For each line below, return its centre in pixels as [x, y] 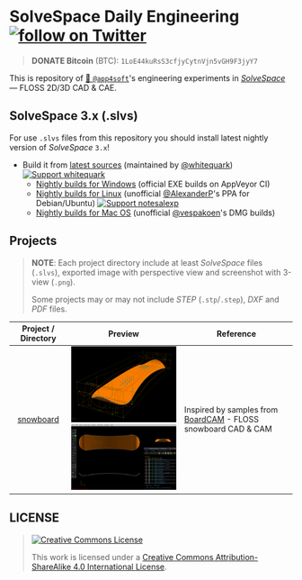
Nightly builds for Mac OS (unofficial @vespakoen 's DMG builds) [155, 213]
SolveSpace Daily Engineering [124, 17]
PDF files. [49, 309]
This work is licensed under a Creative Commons [122, 557]
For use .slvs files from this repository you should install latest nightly [139, 138]
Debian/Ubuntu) [66, 203]
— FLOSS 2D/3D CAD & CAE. [63, 87]
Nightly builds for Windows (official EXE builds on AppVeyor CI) [153, 184]
